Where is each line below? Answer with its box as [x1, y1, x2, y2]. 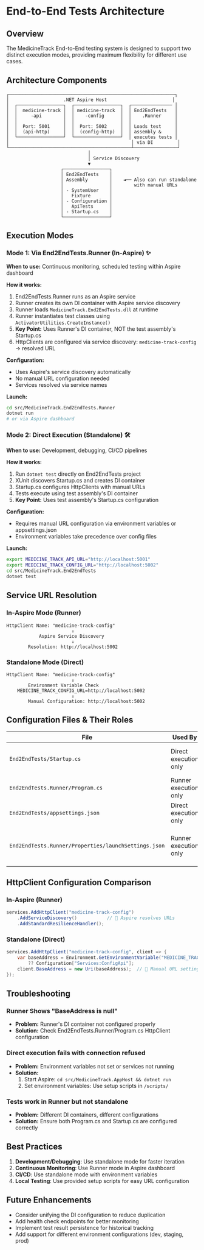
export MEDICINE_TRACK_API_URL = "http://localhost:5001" [6, 556, 151, 563]
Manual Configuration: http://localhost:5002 [28, 698, 146, 704]
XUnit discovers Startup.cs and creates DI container [15, 477, 146, 484]
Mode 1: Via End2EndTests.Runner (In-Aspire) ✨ [6, 249, 151, 257]
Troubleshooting [6, 989, 71, 999]
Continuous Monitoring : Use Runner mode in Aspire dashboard [15, 1164, 175, 1171]
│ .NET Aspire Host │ [6, 96, 175, 103]
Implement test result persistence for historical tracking [15, 1224, 154, 1231]
